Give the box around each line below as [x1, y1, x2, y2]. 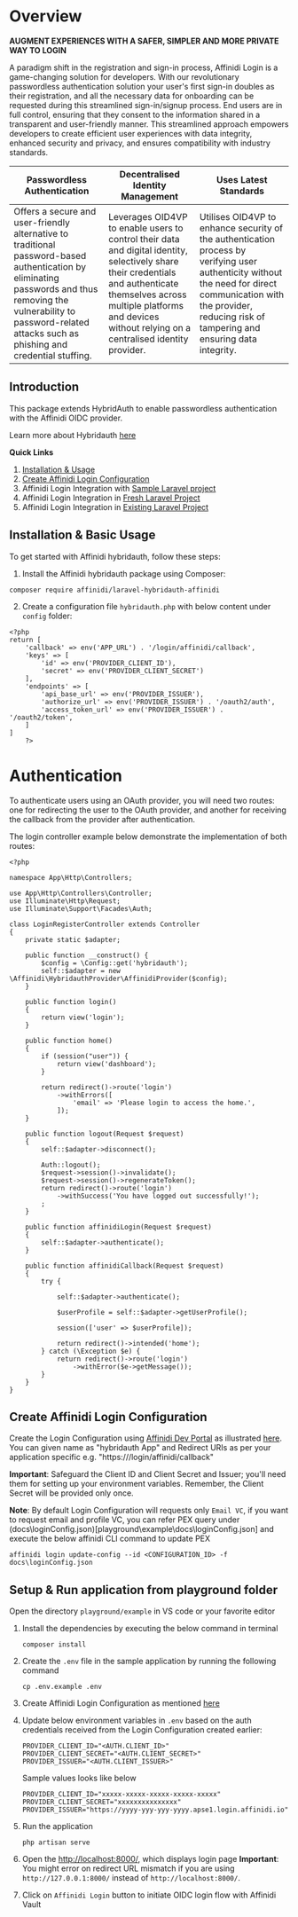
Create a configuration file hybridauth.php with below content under [21, 601, 271, 611]
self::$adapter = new [41, 966, 122, 975]
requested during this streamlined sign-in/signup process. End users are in [9, 99, 283, 110]
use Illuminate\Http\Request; [9, 896, 122, 906]
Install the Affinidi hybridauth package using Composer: [21, 568, 226, 578]
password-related [13, 316, 90, 328]
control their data [108, 232, 180, 245]
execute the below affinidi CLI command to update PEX [9, 1533, 211, 1544]
